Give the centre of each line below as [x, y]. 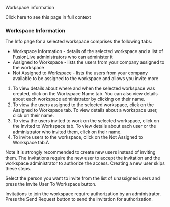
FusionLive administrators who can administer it [63, 57]
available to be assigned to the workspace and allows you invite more [86, 79]
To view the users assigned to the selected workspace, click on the [83, 105]
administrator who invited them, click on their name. [67, 132]
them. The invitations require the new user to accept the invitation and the [83, 158]
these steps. [18, 169]
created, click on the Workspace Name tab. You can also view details [85, 94]
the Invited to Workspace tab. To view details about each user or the [84, 126]
